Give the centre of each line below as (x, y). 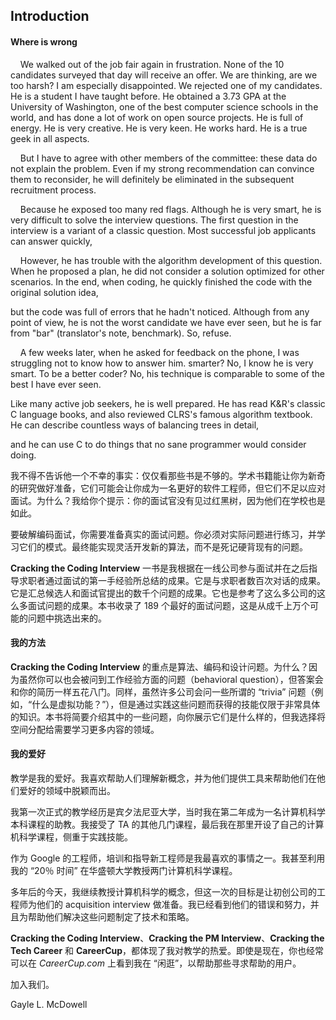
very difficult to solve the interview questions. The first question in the (154, 220)
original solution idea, (54, 292)
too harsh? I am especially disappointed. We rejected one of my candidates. (166, 85)
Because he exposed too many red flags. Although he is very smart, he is (170, 209)
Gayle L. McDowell (49, 1004)
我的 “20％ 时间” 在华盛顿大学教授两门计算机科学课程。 (124, 870)
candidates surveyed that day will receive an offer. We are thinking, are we (164, 75)
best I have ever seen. (56, 384)
